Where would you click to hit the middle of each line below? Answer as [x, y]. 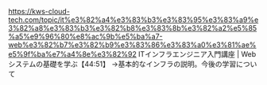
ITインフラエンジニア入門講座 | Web [197, 54]
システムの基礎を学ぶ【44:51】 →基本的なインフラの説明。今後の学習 [122, 64]
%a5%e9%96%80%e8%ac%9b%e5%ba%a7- [85, 36]
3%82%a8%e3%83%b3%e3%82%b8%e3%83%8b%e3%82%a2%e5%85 [133, 28]
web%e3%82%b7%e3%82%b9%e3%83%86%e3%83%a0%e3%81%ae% [132, 45]
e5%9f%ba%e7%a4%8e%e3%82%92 [72, 54]
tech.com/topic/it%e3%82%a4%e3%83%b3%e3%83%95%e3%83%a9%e [133, 20]
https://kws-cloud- [39, 11]
